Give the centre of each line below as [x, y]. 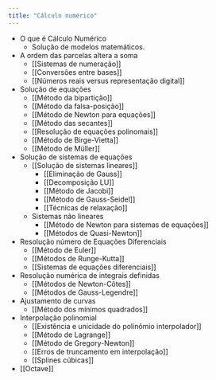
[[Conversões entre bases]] [77, 72]
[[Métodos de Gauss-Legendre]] [85, 292]
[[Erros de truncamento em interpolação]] [100, 351]
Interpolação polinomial [58, 317]
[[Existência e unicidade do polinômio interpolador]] [116, 326]
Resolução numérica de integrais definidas [90, 275]
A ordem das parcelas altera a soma [79, 55]
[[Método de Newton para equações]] [94, 114]
